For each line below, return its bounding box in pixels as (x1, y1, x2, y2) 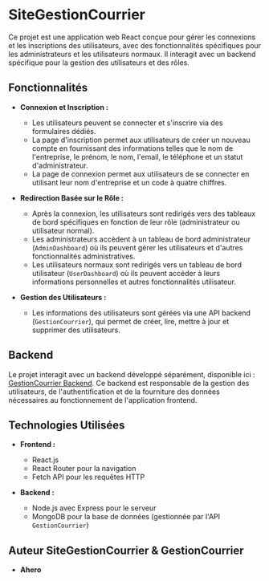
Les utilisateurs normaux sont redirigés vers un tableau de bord (31, 259, 243, 270)
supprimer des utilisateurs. (31, 325, 120, 335)
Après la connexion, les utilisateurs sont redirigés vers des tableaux (31, 209, 256, 218)
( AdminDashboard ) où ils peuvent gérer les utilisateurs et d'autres (31, 242, 243, 252)
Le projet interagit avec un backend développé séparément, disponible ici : (8, 369, 255, 379)
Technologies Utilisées (8, 418, 125, 432)
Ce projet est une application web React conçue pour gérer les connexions (8, 32, 256, 42)
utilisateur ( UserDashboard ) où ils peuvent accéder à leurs (31, 268, 221, 278)
